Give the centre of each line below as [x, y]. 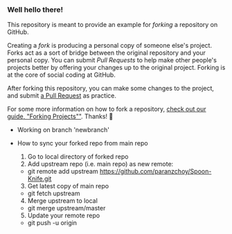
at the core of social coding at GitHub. [61, 75]
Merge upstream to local [63, 201]
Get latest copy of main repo [68, 186]
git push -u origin [52, 223]
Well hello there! [35, 10]
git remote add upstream [63, 172]
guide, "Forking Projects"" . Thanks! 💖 [60, 116]
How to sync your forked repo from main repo [82, 143]
